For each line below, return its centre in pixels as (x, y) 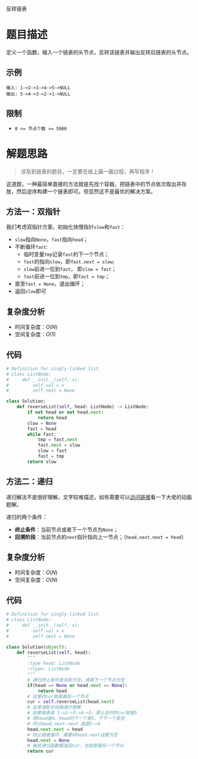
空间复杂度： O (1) (35, 334)
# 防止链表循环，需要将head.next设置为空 (72, 735)
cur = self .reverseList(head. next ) (71, 702)
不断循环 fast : (31, 247)
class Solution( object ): (37, 647)
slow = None (42, 423)
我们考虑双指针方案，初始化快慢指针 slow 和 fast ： (66, 227)
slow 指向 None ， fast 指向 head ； (51, 240)
